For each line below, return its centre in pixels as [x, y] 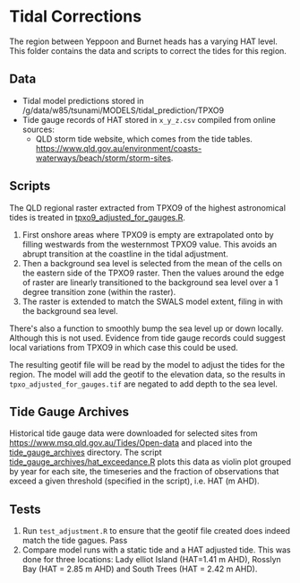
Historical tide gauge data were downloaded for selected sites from [133, 433]
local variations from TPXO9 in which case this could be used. [124, 347]
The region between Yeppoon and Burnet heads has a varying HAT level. [143, 41]
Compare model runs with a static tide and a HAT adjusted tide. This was [156, 550]
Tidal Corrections [75, 17]
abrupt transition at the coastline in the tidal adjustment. [125, 254]
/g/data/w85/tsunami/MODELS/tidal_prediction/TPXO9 [123, 110]
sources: [39, 129]
